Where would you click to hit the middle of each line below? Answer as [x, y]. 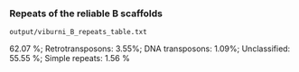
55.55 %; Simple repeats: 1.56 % [70, 58]
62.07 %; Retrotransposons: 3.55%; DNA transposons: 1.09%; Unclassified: [150, 49]
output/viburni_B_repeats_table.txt [78, 32]
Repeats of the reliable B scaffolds [86, 13]
